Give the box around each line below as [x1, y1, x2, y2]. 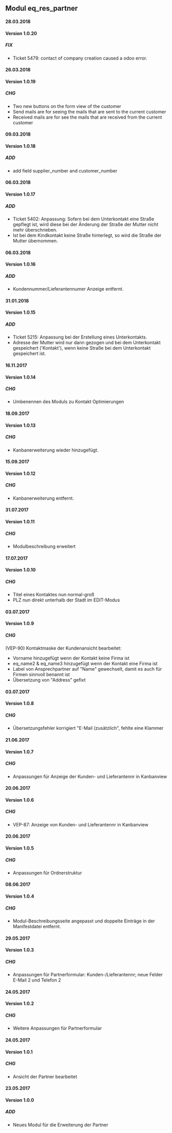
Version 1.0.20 [5, 30, 37, 36]
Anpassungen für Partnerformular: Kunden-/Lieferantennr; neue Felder [12, 972, 163, 978]
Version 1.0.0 [5, 1097, 34, 1103]
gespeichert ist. [12, 350, 46, 356]
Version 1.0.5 [5, 845, 34, 851]
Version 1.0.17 [5, 191, 35, 197]
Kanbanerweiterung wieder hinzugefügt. [12, 447, 99, 453]
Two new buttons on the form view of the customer [12, 103, 122, 109]
